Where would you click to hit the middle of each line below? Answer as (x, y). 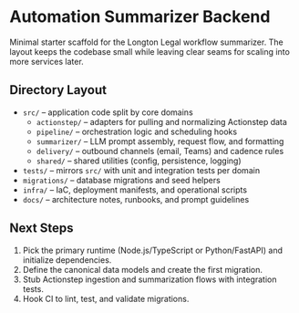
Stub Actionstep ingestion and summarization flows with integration (149, 279)
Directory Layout (58, 90)
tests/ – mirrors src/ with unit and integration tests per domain (141, 170)
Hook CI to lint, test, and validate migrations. (106, 298)
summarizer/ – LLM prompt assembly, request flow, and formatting (160, 141)
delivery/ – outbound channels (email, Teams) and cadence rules (160, 151)
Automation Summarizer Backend (140, 17)
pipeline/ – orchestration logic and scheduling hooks (137, 131)
